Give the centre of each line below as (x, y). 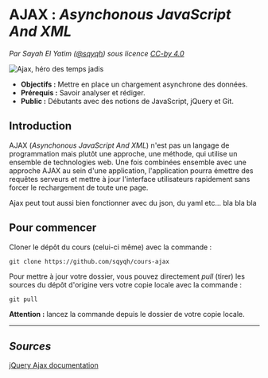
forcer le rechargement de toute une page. (79, 187)
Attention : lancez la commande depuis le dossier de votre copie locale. (127, 314)
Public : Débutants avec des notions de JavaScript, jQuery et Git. (127, 101)
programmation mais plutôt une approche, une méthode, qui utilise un (123, 153)
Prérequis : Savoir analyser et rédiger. (83, 92)
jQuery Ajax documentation (54, 365)
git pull (23, 299)
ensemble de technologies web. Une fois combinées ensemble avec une (128, 162)
